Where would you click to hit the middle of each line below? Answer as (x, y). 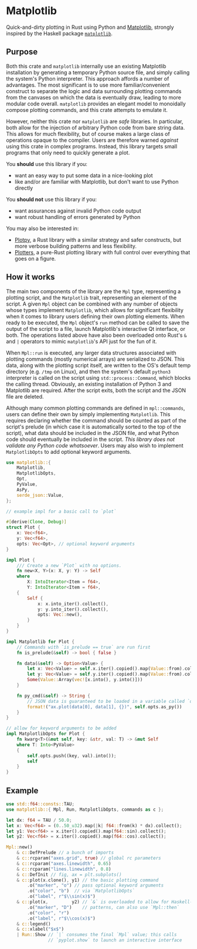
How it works (30, 277)
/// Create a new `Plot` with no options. (69, 565)
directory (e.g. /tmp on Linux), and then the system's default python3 (89, 371)
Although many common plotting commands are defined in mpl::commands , (96, 408)
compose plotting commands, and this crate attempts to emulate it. (87, 109)
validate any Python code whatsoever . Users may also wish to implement (95, 445)
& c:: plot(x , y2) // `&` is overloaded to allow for (93, 902)
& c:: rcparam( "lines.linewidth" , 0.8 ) (64, 869)
